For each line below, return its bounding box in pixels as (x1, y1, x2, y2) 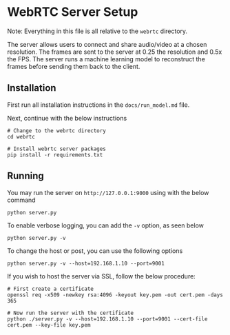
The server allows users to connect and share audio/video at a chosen (7, 40, 207, 48)
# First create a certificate (7, 285, 94, 292)
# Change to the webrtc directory (7, 127, 107, 134)
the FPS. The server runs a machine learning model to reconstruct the (7, 54, 205, 63)
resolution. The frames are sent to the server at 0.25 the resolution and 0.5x (7, 48, 222, 56)
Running (7, 170, 45, 182)
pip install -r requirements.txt (7, 151, 103, 159)
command (7, 196, 36, 204)
